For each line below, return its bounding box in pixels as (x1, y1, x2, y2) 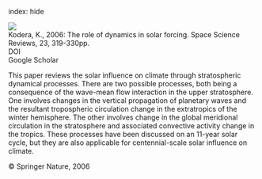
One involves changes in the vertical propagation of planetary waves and (8, 96, 247, 105)
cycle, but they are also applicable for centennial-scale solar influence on (8, 138, 248, 147)
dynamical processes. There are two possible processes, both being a (8, 79, 237, 88)
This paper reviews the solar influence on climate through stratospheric (8, 70, 241, 80)
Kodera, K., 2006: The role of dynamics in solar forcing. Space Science (8, 30, 240, 39)
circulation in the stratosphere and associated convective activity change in (8, 121, 255, 130)
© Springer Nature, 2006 (8, 162, 90, 171)
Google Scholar (8, 55, 59, 64)
